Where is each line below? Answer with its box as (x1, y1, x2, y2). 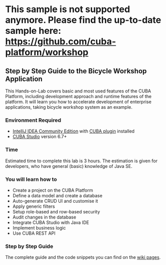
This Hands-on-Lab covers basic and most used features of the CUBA (5, 88, 151, 94)
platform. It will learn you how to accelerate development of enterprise (5, 99, 152, 105)
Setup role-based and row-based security (12, 208, 100, 214)
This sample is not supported (5, 4, 130, 15)
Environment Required (5, 116, 62, 123)
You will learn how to (5, 175, 57, 183)
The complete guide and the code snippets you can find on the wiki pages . (5, 254, 161, 260)
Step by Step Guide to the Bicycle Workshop (5, 67, 147, 75)
